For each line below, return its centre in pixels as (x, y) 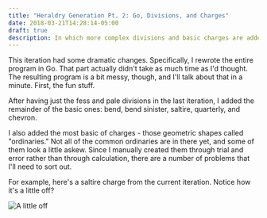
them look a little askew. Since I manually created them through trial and (126, 150)
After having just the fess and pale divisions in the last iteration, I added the (131, 101)
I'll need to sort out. (40, 166)
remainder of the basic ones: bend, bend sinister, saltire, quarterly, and (124, 109)
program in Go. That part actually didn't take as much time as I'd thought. (128, 69)
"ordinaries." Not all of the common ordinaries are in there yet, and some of (131, 142)
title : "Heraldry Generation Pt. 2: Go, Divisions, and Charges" (118, 15)
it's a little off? (31, 190)
